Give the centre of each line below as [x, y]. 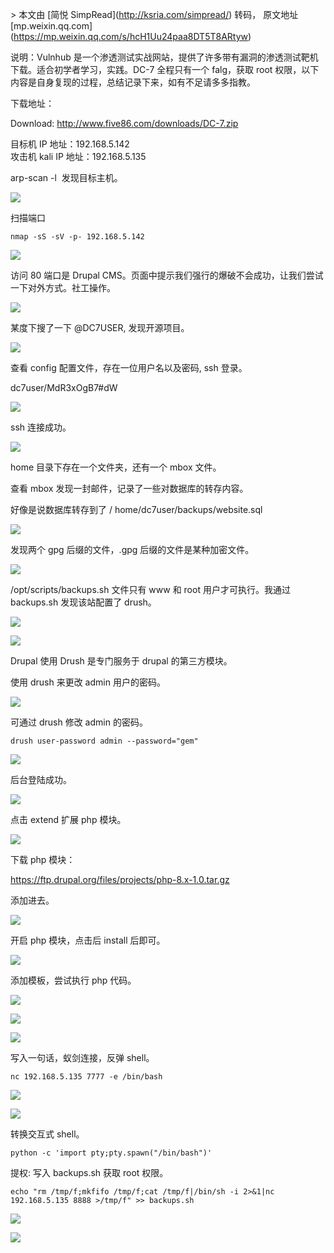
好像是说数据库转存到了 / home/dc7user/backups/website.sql [136, 509]
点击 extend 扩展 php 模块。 [68, 819]
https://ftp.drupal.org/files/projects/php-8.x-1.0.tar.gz [120, 879]
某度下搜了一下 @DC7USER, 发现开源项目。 [100, 327]
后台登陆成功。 [41, 779]
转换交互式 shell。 [47, 1134]
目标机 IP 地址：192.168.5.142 [70, 144]
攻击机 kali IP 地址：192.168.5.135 [78, 156]
